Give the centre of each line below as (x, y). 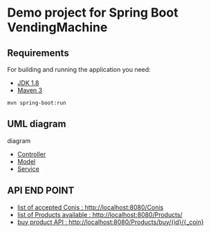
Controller (31, 154)
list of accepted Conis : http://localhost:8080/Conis (90, 207)
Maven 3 (30, 90)
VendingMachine (57, 27)
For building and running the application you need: (79, 69)
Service (28, 169)
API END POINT (41, 190)
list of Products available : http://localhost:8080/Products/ (100, 214)
